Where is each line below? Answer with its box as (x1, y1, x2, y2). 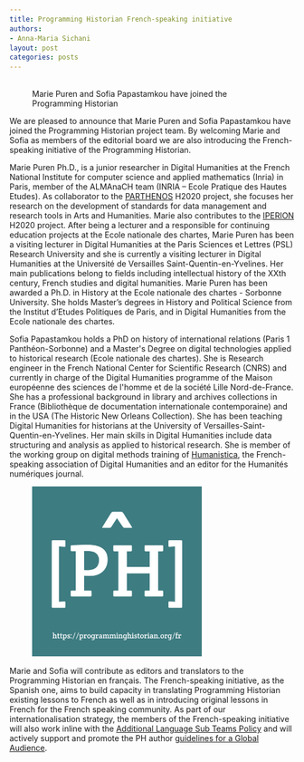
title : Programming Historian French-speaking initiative (9, 14, 233, 24)
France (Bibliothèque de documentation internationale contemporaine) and (9, 401, 288, 412)
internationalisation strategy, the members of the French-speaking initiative (9, 714, 290, 725)
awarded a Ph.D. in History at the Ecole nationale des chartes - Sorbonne (9, 287, 282, 298)
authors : (9, 24, 43, 34)
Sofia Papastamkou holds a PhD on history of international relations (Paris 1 (9, 333, 290, 344)
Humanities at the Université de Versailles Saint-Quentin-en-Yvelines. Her (9, 258, 284, 269)
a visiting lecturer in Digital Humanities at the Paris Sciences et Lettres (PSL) (9, 239, 294, 250)
